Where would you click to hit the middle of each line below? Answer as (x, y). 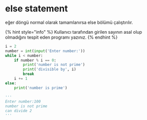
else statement (37, 9)
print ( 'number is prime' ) (41, 88)
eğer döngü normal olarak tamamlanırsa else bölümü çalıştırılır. (69, 22)
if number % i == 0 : (35, 60)
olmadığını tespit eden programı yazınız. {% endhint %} (61, 37)
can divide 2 (19, 111)
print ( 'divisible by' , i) (50, 69)
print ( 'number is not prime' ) (54, 65)
